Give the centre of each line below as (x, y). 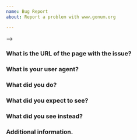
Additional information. (40, 132)
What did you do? (31, 85)
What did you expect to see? (47, 101)
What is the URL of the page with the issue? (69, 54)
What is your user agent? (42, 69)
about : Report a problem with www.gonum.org (61, 17)
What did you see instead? (45, 116)
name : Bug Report (27, 11)
